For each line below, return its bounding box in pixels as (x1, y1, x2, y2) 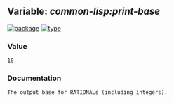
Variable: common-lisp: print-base (7, 6, 160, 17)
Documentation (7, 73, 62, 83)
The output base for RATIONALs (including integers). (7, 89, 168, 96)
